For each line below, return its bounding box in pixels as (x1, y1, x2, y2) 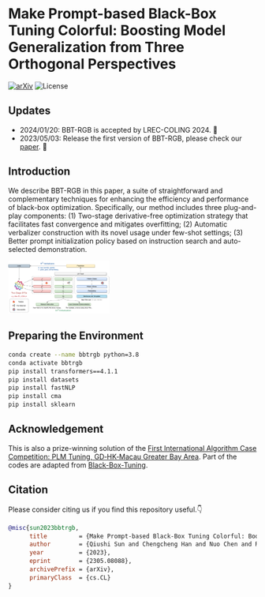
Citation (8, 483, 49, 497)
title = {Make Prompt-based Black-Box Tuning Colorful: (28, 532, 245, 540)
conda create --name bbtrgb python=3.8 (8, 351, 140, 359)
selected (8, 244, 37, 253)
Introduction (8, 165, 71, 178)
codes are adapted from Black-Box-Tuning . (8, 460, 148, 470)
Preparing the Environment (8, 329, 144, 342)
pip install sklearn (8, 400, 77, 409)
